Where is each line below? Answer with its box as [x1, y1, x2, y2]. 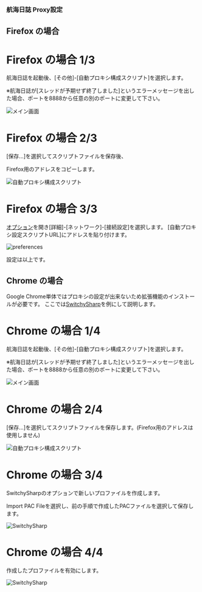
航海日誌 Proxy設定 [6, 5, 63, 13]
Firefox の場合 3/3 [6, 202, 98, 216]
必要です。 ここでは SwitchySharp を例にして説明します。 [16, 300, 159, 307]
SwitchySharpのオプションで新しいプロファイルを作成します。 [6, 489, 163, 496]
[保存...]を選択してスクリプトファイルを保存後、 [6, 152, 127, 160]
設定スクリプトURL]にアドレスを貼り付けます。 [11, 231, 131, 238]
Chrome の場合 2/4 [6, 402, 103, 416]
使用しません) [6, 431, 41, 438]
